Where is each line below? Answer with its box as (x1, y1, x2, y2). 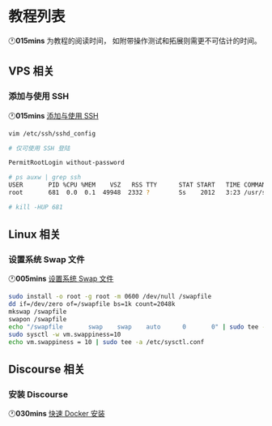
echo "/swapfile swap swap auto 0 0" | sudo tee (8, 322, 259, 331)
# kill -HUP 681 (8, 203, 63, 211)
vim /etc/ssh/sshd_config (8, 129, 96, 138)
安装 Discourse (8, 389, 69, 400)
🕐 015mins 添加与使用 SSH (8, 110, 99, 120)
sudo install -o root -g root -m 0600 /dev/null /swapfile (8, 293, 212, 301)
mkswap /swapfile (8, 308, 67, 316)
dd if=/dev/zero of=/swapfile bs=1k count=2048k (8, 300, 176, 308)
